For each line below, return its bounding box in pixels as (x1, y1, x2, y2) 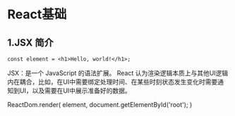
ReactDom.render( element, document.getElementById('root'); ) (7, 101, 193, 109)
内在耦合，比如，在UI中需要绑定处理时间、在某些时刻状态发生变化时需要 (7, 78, 218, 86)
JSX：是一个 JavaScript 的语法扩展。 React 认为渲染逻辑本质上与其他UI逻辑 (7, 69, 229, 77)
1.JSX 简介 (7, 37, 54, 49)
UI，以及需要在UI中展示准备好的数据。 (19, 86, 132, 95)
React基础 (7, 6, 67, 22)
